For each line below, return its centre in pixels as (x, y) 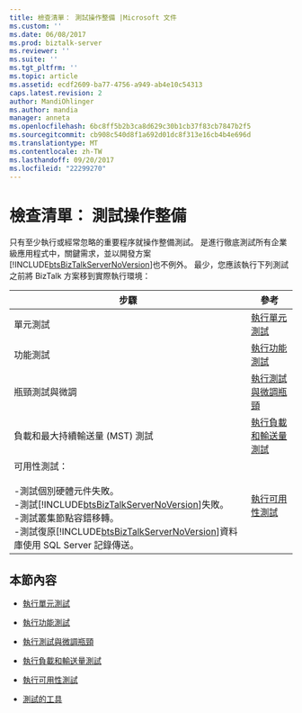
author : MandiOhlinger (52, 101)
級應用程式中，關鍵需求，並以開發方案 (80, 254)
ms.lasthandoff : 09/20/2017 (62, 160)
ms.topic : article (44, 77)
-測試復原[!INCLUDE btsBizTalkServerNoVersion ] (117, 532)
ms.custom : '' (36, 26)
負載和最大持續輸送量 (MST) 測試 (84, 436)
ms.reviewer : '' (40, 51)
